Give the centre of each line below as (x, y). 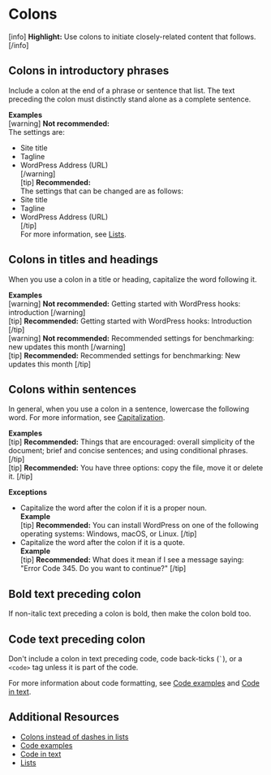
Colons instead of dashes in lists (74, 737)
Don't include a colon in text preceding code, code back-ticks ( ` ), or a (125, 658)
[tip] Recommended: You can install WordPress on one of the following (139, 526)
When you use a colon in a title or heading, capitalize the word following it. (133, 279)
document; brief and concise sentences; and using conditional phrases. (128, 451)
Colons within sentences (72, 390)
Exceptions (28, 492)
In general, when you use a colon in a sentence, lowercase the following (129, 409)
